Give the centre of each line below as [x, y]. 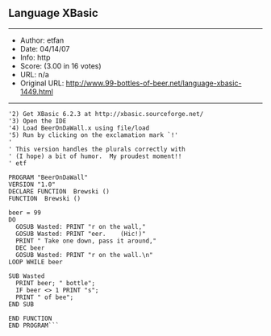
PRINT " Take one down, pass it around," [86, 241]
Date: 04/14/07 [45, 48]
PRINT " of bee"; [45, 297]
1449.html [37, 91]
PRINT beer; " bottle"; [55, 283]
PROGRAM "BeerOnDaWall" [48, 177]
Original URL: [42, 83]
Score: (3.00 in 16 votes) [61, 66]
